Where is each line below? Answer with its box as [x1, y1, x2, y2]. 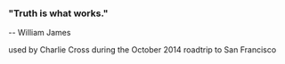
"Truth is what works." [8, 7, 109, 20]
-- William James [8, 28, 71, 38]
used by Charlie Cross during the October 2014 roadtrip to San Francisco [8, 44, 277, 55]
